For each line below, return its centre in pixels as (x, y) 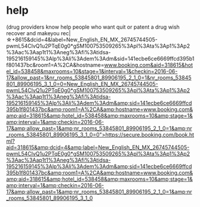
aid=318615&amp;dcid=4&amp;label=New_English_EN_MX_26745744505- (98, 147)
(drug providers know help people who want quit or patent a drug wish (93, 27)
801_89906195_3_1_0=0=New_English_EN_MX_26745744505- (82, 84)
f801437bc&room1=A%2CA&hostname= (55, 65)
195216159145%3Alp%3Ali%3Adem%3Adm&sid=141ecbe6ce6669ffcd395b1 (100, 58)
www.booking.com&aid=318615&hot (148, 65)
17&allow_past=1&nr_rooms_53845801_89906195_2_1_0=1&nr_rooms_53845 (99, 78)
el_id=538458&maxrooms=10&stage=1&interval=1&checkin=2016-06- (92, 71)
